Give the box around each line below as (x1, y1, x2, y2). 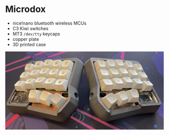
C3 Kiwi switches (12, 25, 49, 31)
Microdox (5, 4, 46, 15)
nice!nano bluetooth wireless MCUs (12, 20, 87, 26)
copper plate (12, 36, 39, 42)
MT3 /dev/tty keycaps (12, 31, 60, 37)
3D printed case (12, 41, 46, 47)
